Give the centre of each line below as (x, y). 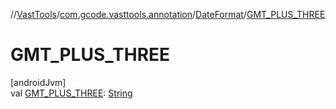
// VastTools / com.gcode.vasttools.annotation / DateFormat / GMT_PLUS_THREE (168, 14)
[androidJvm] (38, 82)
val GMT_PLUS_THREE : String (71, 93)
